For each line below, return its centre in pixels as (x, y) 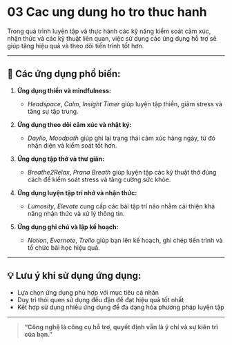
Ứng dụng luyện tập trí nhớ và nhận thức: (77, 193)
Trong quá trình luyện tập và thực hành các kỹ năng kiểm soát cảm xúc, (109, 31)
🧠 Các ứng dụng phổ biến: (64, 74)
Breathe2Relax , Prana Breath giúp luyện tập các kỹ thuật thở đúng (122, 172)
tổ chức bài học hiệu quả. (64, 247)
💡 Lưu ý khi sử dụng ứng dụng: (74, 276)
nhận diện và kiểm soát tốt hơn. (72, 145)
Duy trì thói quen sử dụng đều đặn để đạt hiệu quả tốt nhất (100, 299)
